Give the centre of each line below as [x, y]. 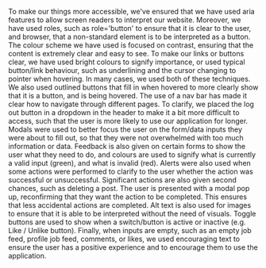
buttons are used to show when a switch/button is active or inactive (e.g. [127, 222]
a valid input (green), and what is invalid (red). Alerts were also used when [130, 163]
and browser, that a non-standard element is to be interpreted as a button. [129, 36]
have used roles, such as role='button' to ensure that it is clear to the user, [130, 28]
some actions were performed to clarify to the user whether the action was [131, 171]
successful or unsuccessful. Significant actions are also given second [122, 180]
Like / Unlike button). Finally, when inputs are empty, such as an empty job [130, 230]
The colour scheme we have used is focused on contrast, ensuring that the [131, 45]
